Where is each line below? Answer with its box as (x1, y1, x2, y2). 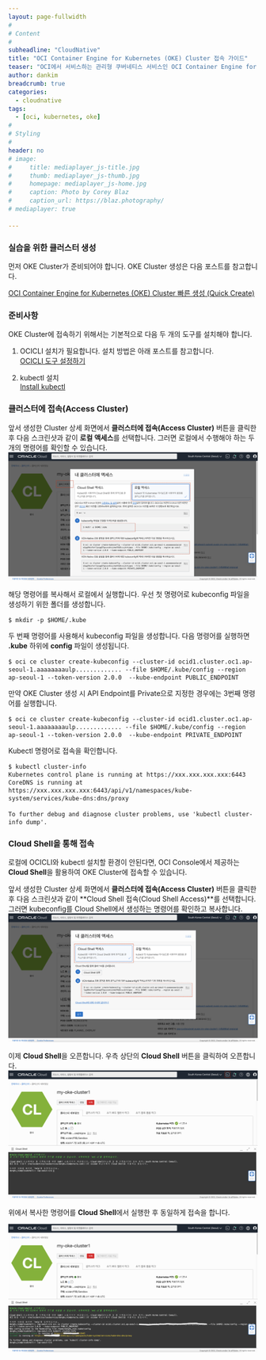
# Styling (8, 130, 41, 138)
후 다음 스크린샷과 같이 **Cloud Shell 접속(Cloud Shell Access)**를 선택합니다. (8, 894, 256, 903)
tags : (8, 105, 26, 113)
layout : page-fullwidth (8, 13, 87, 21)
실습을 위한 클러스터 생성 (8, 242, 97, 253)
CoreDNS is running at (8, 778, 83, 786)
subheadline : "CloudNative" (8, 46, 101, 55)
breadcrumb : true (8, 79, 66, 87)
